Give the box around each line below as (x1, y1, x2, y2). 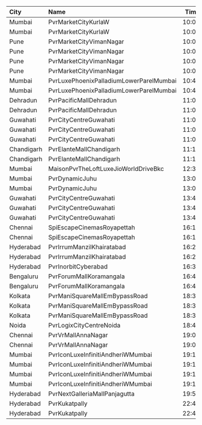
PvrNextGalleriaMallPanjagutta (47, 389, 135, 398)
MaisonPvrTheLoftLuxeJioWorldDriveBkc (47, 165, 164, 173)
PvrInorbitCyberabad (47, 262, 108, 270)
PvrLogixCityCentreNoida (47, 321, 121, 329)
